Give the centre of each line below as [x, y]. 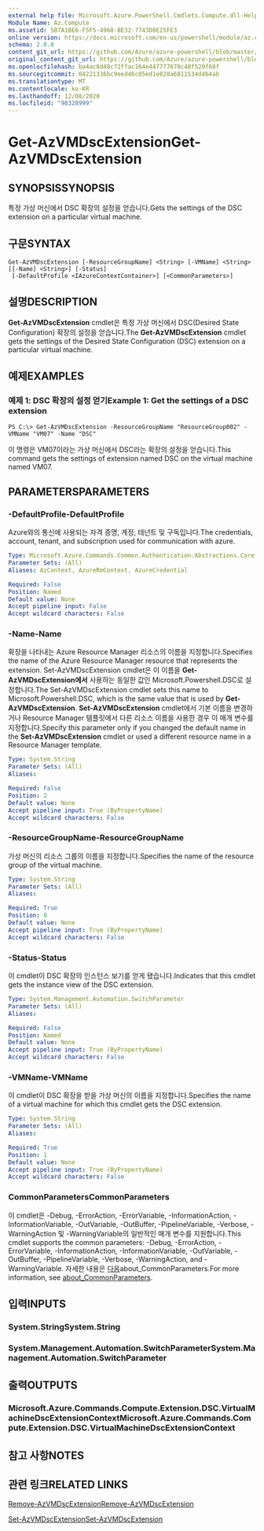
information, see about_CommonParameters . [81, 1277]
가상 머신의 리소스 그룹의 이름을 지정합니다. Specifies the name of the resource [131, 856]
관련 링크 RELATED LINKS [68, 1484]
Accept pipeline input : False [58, 606]
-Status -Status [37, 958]
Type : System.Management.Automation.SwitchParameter [96, 999]
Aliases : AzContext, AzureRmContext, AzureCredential [98, 570]
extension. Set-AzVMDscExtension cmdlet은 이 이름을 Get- [103, 670]
